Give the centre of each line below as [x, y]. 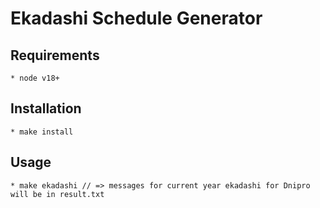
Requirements [55, 55]
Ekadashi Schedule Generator [136, 18]
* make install [42, 132]
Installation [46, 108]
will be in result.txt [57, 194]
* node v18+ [35, 78]
